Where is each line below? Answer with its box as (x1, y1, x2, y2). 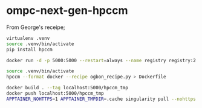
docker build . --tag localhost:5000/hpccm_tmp (6, 85, 129, 91)
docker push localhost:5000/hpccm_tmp (6, 91, 104, 97)
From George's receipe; (6, 24, 65, 31)
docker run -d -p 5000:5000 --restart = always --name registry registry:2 (6, 57, 197, 63)
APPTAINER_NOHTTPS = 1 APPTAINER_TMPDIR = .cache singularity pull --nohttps (6, 96, 197, 102)
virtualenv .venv (6, 35, 50, 41)
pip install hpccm (6, 46, 53, 52)
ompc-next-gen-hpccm (6, 4, 128, 17)
